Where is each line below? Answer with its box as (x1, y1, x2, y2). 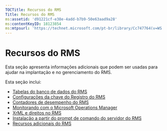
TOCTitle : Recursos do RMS (5, 7, 61, 12)
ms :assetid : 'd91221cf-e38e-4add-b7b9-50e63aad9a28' (5, 16, 117, 21)
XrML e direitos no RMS (12, 110, 61, 116)
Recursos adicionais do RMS (12, 120, 71, 126)
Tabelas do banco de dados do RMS (12, 88, 87, 95)
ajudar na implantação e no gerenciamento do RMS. (5, 69, 112, 75)
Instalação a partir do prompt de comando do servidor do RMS (12, 115, 141, 121)
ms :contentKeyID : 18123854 (5, 21, 61, 26)
